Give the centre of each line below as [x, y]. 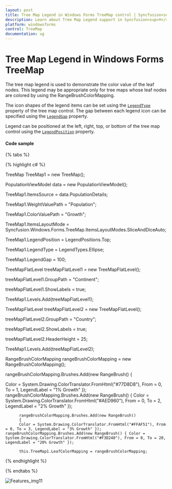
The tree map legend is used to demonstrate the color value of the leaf [80, 84]
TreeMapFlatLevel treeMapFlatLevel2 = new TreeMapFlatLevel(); [73, 309]
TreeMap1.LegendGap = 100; [36, 260]
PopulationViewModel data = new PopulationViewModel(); [67, 185]
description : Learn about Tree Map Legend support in [64, 19]
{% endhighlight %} [26, 461]
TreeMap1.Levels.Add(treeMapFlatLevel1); [49, 299]
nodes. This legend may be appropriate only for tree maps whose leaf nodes [86, 90]
